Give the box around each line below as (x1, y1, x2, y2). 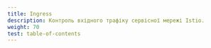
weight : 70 (7, 23, 40, 30)
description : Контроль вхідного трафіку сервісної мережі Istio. (7, 17, 205, 24)
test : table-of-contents (7, 30, 81, 37)
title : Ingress (7, 10, 53, 18)
